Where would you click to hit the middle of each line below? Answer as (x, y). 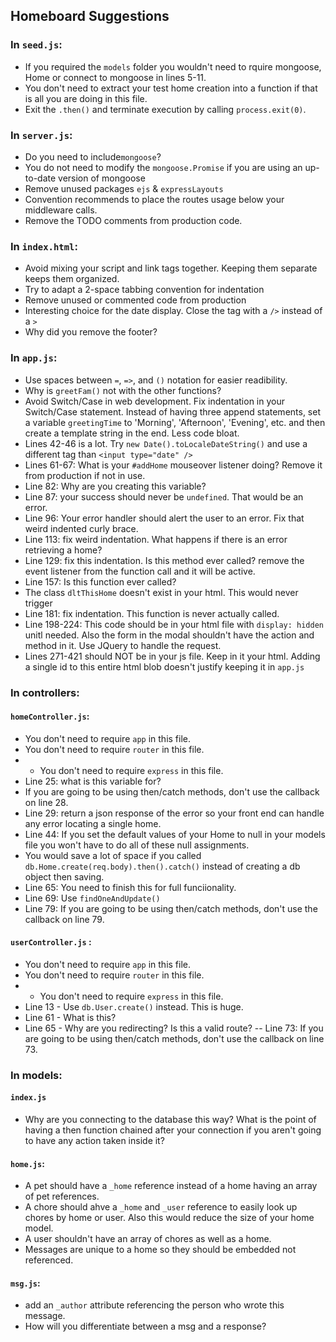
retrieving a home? (63, 550)
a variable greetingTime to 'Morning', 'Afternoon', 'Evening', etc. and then (175, 422)
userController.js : (51, 942)
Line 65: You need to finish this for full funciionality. (130, 887)
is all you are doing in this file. (86, 98)
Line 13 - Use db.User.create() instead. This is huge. (134, 1006)
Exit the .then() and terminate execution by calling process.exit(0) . (165, 109)
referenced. (49, 1260)
